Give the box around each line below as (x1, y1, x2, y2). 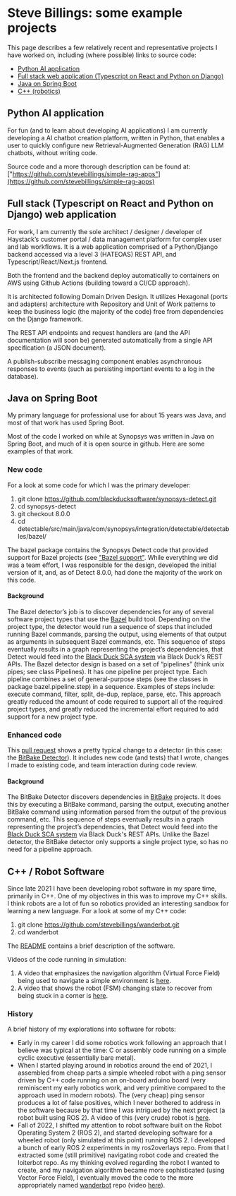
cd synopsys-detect (17, 502, 76, 511)
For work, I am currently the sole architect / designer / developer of (7, 227, 203, 236)
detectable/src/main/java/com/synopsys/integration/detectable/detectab (17, 524, 230, 533)
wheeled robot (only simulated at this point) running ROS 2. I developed (17, 1136, 225, 1145)
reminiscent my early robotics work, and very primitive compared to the (17, 1084, 225, 1092)
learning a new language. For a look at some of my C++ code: (7, 907, 187, 915)
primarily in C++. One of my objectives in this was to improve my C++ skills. (7, 892, 228, 901)
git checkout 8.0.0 (17, 509, 70, 518)
